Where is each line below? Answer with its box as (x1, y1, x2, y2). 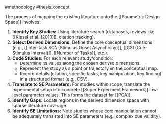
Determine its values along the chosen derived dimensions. (19, 61, 141, 66)
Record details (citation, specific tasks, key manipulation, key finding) (19, 71, 162, 76)
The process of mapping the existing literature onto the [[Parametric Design (5, 14, 160, 19)
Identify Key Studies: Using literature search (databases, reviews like (12, 29, 155, 34)
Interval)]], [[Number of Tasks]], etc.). (31, 50, 108, 56)
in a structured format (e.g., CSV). (19, 76, 89, 82)
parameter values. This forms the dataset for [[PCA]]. (23, 92, 132, 98)
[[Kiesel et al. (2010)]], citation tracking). (12, 34, 95, 40)
